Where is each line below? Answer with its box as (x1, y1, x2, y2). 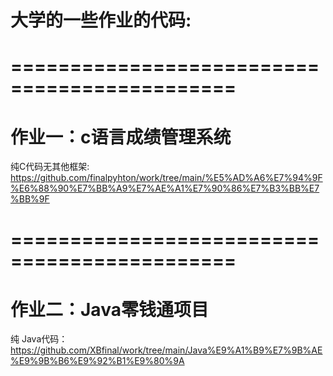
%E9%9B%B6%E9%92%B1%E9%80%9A (10, 355, 185, 367)
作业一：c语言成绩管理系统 (10, 126, 232, 148)
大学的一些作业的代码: (10, 9, 192, 32)
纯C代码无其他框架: (10, 161, 90, 173)
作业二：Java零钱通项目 (10, 298, 209, 321)
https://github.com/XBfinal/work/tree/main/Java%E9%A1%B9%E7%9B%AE (10, 344, 323, 356)
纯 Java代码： (10, 333, 68, 345)
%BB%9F (10, 193, 50, 205)
